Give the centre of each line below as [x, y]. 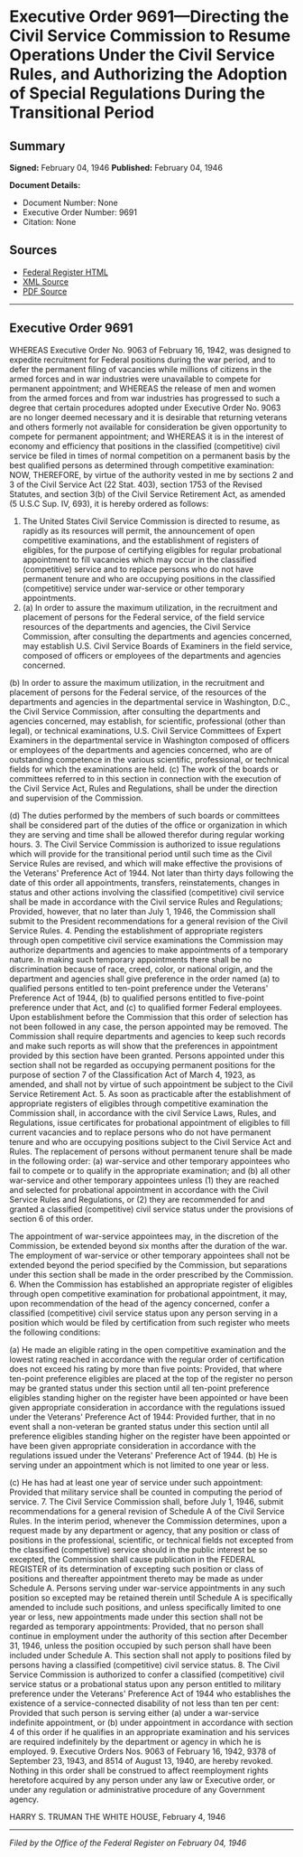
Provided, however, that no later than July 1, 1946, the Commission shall [142, 911]
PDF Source [45, 291]
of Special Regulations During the [138, 94]
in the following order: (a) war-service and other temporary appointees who [150, 1161]
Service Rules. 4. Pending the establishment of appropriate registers [136, 930]
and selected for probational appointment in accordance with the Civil [139, 1189]
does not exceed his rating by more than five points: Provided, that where [146, 1369]
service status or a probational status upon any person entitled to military [145, 1683]
